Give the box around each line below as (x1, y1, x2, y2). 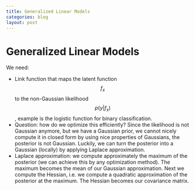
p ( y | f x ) (94, 104, 111, 113)
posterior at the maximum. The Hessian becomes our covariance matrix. (14, 177, 189, 184)
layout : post (6, 19, 38, 25)
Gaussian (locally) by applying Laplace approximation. (14, 146, 145, 153)
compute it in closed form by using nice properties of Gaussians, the (14, 133, 180, 141)
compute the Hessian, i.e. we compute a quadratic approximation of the (14, 171, 188, 178)
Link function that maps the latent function (14, 76, 117, 83)
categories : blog (6, 14, 49, 20)
